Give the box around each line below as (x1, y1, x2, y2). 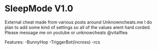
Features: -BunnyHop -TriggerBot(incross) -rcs (4, 39, 101, 45)
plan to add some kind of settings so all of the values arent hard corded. (4, 24, 151, 30)
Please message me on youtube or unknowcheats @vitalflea (4, 29, 128, 35)
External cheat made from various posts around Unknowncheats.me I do (4, 19, 153, 25)
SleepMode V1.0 (4, 3, 74, 14)
